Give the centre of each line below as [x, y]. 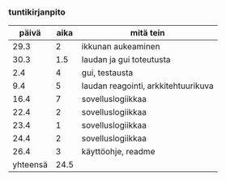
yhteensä [30, 165]
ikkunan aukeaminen [121, 47]
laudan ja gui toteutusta [126, 60]
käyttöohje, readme [118, 152]
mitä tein [147, 33]
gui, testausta [107, 73]
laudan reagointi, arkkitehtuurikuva [148, 86]
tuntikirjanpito [37, 12]
